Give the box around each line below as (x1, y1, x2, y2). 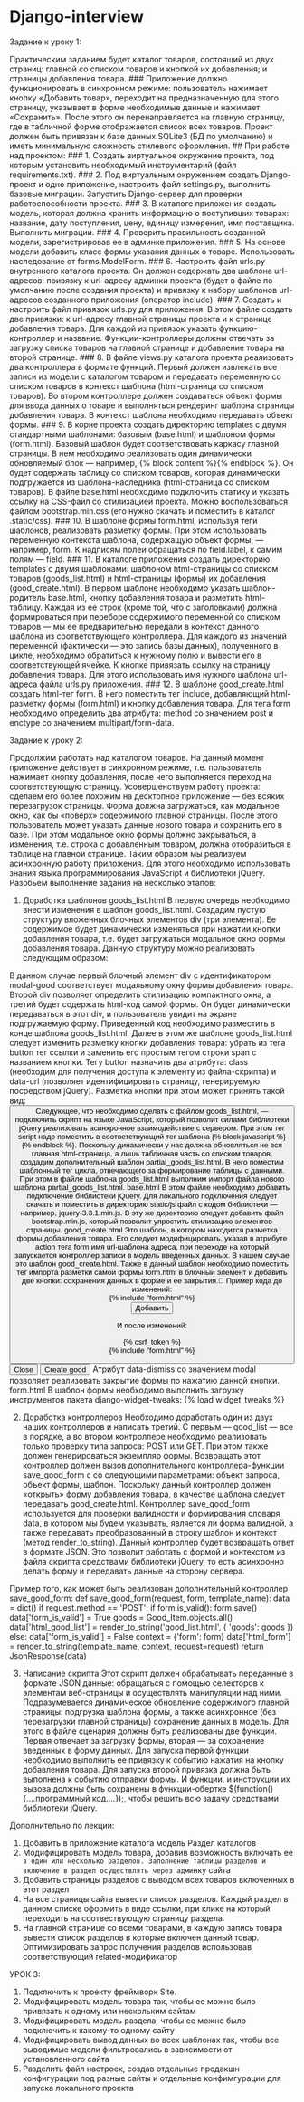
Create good (44, 1365, 87, 1374)
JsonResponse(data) (9, 1650, 88, 1661)
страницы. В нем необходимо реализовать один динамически (9, 448, 252, 459)
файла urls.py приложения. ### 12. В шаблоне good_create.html (39, 679, 285, 690)
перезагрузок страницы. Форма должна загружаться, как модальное (9, 800, 280, 811)
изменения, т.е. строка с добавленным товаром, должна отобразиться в (9, 839, 291, 850)
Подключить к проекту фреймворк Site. (22, 1986, 177, 1997)
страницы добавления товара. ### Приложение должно (9, 72, 228, 83)
